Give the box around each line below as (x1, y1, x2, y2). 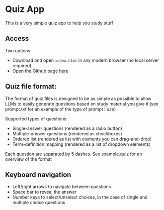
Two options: (5, 47, 32, 53)
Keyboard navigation (5, 170, 71, 179)
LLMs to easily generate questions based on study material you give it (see (5, 101, 159, 106)
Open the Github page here (12, 68, 69, 74)
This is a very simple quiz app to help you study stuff (5, 20, 113, 26)
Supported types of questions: (5, 115, 68, 121)
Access (5, 34, 29, 43)
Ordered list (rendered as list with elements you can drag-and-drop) (12, 136, 152, 142)
